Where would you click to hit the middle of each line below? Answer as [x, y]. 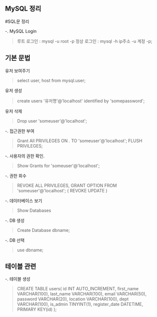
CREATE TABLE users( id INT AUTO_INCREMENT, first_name [78, 289]
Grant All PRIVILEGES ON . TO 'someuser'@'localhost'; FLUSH [79, 141]
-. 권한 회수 [16, 176]
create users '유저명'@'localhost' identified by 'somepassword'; [81, 101]
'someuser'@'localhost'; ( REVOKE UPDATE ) [62, 190]
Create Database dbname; [43, 230]
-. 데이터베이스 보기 [24, 201]
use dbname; [30, 250]
